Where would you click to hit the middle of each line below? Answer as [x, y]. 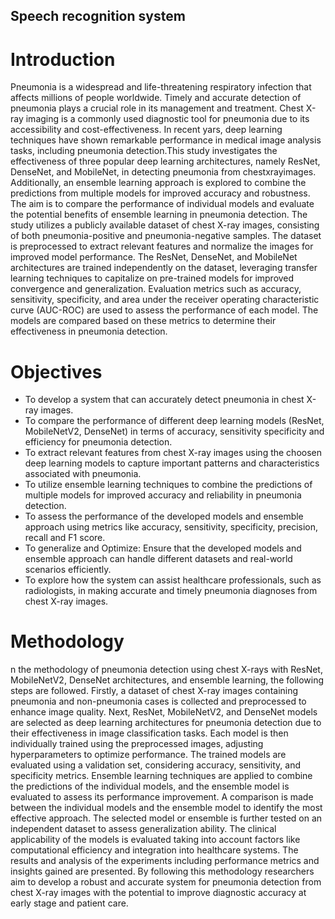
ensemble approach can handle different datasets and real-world [158, 559]
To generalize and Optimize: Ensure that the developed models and [163, 548]
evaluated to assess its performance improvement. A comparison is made [162, 797]
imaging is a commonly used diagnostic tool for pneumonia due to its [167, 119]
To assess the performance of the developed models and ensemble [164, 516]
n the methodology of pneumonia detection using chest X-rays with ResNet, [166, 670]
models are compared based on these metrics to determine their [143, 321]
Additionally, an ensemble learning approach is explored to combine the [158, 183]
